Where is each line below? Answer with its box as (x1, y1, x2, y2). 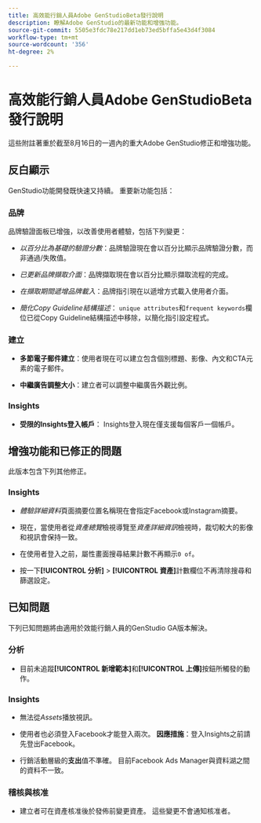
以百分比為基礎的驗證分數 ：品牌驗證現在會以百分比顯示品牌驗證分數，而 (19, 243, 253, 253)
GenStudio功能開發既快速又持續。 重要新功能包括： (8, 185, 175, 195)
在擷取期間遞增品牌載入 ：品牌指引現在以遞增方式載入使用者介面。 (19, 287, 233, 296)
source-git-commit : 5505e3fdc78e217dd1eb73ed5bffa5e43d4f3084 (8, 26, 216, 34)
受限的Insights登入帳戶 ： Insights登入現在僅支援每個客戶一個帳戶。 (19, 419, 239, 429)
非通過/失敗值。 (19, 253, 71, 263)
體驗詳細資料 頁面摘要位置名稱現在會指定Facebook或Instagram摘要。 (19, 506, 242, 515)
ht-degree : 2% (8, 48, 55, 56)
